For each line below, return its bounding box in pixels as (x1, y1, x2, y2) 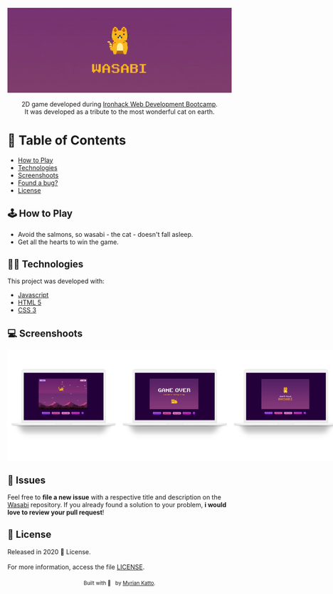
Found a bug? (17, 179, 58, 187)
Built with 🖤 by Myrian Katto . (83, 579, 156, 587)
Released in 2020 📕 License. (7, 547, 91, 556)
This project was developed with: (7, 277, 105, 285)
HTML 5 (17, 298, 42, 307)
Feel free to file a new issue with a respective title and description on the (7, 492, 222, 502)
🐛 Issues (7, 474, 46, 486)
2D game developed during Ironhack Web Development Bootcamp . (21, 100, 218, 108)
